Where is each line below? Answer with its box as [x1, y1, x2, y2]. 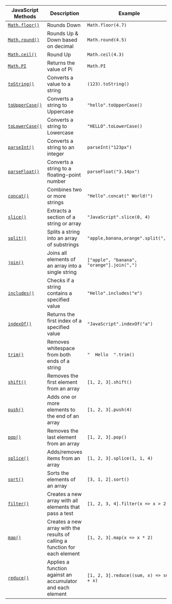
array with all [47, 497, 78, 504]
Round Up [47, 51, 71, 58]
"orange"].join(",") [87, 262, 137, 268]
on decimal [47, 43, 74, 50]
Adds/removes [47, 448, 83, 455]
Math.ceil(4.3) [87, 52, 124, 57]
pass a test [47, 510, 73, 516]
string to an [47, 144, 75, 150]
